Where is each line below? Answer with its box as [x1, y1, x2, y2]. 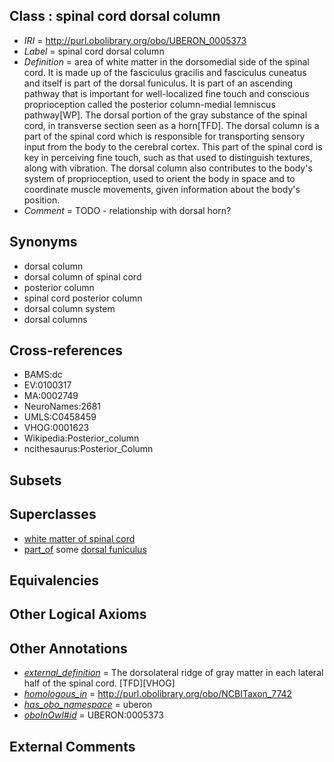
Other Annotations [9, 640, 128, 657]
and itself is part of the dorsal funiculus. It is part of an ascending [23, 77, 294, 89]
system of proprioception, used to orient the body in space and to [23, 172, 296, 184]
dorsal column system [23, 302, 116, 314]
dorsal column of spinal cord [23, 270, 142, 283]
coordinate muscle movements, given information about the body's [23, 183, 301, 195]
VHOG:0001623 [23, 422, 90, 434]
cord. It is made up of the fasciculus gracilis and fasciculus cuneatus [23, 66, 307, 78]
